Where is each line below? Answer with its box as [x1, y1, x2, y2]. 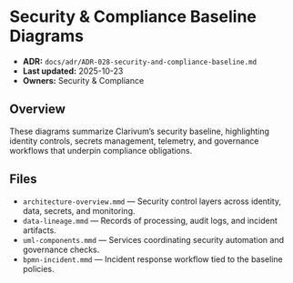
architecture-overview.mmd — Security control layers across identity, [22, 196, 282, 207]
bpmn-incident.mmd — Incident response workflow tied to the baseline [22, 253, 284, 265]
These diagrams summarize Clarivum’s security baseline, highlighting [9, 126, 270, 136]
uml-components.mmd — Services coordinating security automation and [22, 234, 285, 245]
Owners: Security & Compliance [22, 75, 145, 86]
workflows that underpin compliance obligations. [9, 145, 193, 156]
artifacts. [22, 225, 56, 236]
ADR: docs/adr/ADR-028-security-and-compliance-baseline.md [22, 56, 258, 66]
